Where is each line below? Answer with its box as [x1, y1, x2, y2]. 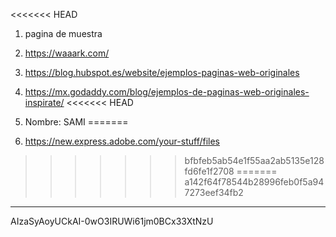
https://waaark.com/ [24, 47, 110, 59]
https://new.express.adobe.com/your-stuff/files [24, 135, 220, 147]
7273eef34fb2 [184, 187, 244, 198]
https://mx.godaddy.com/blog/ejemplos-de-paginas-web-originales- [24, 86, 310, 98]
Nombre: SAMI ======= [24, 116, 129, 128]
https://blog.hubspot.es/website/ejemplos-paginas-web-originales [24, 67, 300, 78]
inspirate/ [24, 97, 65, 108]
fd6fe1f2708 [184, 165, 235, 177]
